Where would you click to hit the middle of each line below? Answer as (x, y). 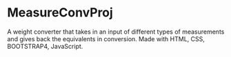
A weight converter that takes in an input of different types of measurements (116, 32)
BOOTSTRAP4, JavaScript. (45, 46)
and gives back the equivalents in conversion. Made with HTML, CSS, (106, 38)
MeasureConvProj (60, 13)
